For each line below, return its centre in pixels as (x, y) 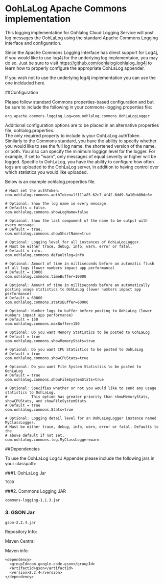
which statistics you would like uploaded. (47, 172)
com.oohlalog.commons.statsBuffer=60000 (47, 302)
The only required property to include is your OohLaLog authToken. (73, 135)
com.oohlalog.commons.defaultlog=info (45, 255)
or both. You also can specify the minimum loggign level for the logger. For (80, 151)
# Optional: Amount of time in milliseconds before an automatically (78, 285)
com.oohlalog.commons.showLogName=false (47, 212)
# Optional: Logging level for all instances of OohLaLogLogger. (73, 242)
